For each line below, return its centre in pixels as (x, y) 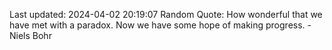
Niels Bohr (30, 35)
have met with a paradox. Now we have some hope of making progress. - (160, 25)
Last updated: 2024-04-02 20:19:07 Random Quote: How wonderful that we (166, 14)
